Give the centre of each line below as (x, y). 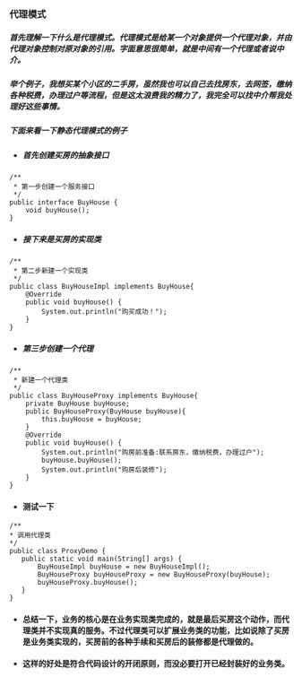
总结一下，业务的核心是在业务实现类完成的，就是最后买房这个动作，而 (152, 619)
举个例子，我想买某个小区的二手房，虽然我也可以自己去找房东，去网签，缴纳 (151, 83)
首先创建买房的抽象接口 (65, 155)
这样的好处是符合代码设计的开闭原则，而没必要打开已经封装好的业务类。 (155, 664)
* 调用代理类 (30, 535)
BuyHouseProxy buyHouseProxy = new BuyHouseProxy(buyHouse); (154, 575)
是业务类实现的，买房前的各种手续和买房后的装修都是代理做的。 (140, 641)
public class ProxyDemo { (57, 551)
